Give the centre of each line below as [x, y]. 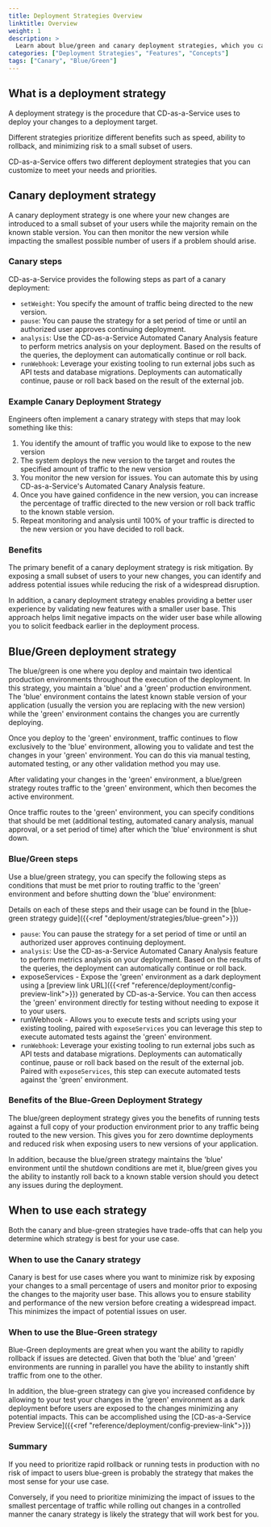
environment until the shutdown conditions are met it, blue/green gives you [133, 1168]
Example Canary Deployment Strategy [85, 401]
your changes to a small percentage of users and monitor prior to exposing [133, 1286]
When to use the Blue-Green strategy [83, 1332]
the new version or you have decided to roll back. [102, 529]
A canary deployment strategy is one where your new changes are [119, 215]
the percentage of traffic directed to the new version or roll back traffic [138, 503]
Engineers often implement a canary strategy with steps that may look [125, 419]
